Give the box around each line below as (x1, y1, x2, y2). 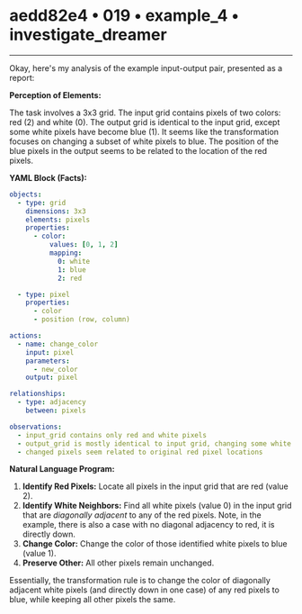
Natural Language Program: (9, 464, 115, 474)
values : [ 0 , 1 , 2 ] (49, 240, 119, 249)
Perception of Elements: (9, 89, 102, 100)
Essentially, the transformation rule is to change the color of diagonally (9, 575, 271, 586)
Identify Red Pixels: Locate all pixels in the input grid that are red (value (22, 481, 289, 492)
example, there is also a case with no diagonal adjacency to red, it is (22, 519, 276, 530)
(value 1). (22, 548, 57, 559)
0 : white (57, 257, 91, 266)
